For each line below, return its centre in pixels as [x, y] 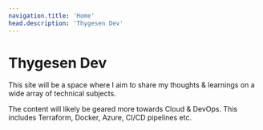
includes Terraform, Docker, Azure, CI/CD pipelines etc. [100, 118]
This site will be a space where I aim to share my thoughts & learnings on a [131, 85]
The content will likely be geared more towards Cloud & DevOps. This [123, 109]
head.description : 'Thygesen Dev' [66, 23]
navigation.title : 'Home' [51, 16]
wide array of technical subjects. [62, 94]
